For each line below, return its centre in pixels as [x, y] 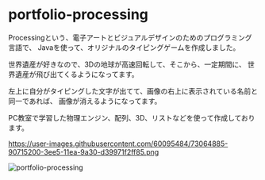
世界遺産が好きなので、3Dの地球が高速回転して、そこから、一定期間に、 [127, 64]
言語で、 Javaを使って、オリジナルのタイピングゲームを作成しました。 [124, 47]
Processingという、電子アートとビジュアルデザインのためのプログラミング [130, 37]
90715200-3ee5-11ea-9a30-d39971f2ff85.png [84, 151]
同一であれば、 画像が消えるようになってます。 [85, 101]
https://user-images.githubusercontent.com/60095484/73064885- [118, 144]
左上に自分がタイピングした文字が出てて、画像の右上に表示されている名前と [133, 91]
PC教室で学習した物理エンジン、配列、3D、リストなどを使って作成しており [132, 117]
